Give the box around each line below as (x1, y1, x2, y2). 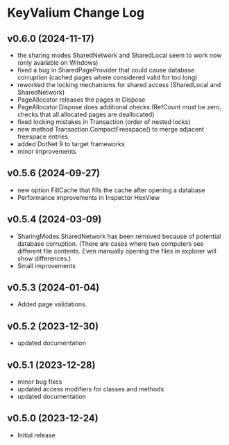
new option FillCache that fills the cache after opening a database (17, 186, 205, 194)
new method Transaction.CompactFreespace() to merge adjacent (17, 125, 205, 133)
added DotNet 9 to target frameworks (17, 140, 125, 148)
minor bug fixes (17, 377, 62, 386)
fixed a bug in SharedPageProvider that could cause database (17, 66, 195, 74)
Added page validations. (17, 300, 87, 309)
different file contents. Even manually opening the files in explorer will (17, 247, 217, 255)
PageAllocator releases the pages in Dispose (17, 95, 146, 104)
